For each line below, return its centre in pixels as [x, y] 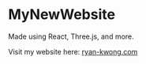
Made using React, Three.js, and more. [71, 36]
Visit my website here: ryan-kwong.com [73, 51]
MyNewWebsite [62, 15]
